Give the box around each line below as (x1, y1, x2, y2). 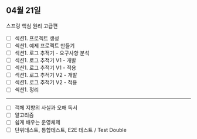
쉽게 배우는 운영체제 (14, 119, 60, 126)
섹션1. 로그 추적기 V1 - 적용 (14, 64, 76, 72)
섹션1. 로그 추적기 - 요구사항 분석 (14, 49, 90, 56)
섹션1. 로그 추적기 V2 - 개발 (14, 72, 77, 79)
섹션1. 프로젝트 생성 (14, 35, 60, 42)
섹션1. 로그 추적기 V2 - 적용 (14, 79, 77, 86)
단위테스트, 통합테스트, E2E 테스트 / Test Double (14, 126, 127, 133)
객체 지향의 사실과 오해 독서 (14, 104, 78, 111)
